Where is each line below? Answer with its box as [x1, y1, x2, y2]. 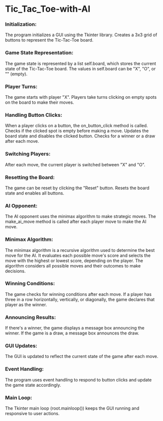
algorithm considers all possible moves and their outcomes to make [5, 263, 141, 268]
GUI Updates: [5, 342, 38, 349]
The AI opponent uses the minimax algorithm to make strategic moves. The [5, 214, 156, 220]
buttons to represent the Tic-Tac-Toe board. [5, 37, 94, 43]
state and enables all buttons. [5, 190, 64, 196]
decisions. [5, 268, 26, 274]
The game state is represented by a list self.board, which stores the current [5, 60, 156, 66]
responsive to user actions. [5, 411, 60, 417]
